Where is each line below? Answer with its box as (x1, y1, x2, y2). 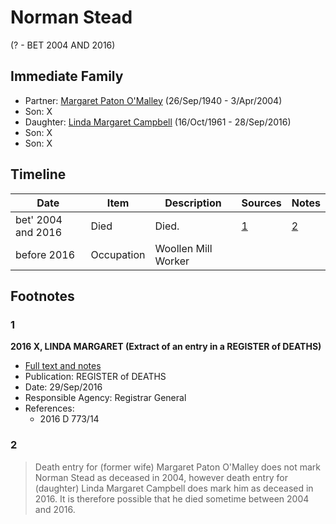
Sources (241, 196, 282, 210)
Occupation (90, 247, 146, 261)
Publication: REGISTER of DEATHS (24, 371, 167, 383)
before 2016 (15, 247, 76, 261)
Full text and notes (24, 360, 102, 372)
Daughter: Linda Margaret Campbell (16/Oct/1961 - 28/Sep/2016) (24, 116, 292, 128)
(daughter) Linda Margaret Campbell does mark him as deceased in (34, 482, 314, 494)
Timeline (10, 166, 67, 183)
